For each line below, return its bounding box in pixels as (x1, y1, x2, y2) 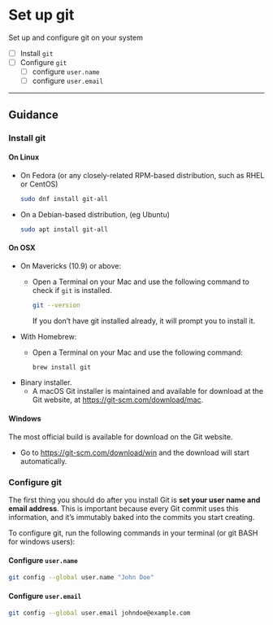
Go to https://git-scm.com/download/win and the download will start (19, 448, 249, 457)
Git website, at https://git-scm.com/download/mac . (32, 395, 204, 404)
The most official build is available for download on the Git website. (8, 431, 233, 441)
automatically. (19, 456, 67, 465)
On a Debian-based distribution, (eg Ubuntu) (19, 209, 171, 219)
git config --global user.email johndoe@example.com (8, 609, 191, 618)
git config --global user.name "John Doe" (8, 574, 154, 582)
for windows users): (8, 536, 76, 546)
